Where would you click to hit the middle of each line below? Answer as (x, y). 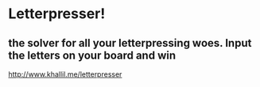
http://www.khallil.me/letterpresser (65, 74)
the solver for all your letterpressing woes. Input (130, 43)
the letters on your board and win (92, 55)
